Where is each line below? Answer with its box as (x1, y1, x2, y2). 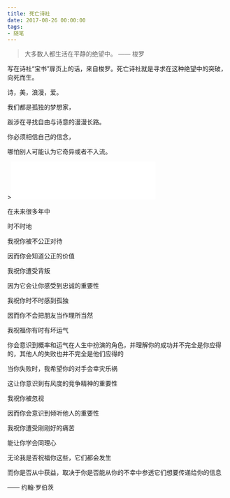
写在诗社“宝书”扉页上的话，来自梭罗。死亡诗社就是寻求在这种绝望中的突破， (7, 64, 227, 73)
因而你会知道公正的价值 (7, 252, 75, 261)
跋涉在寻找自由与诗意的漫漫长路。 (7, 118, 106, 126)
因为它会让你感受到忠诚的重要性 (7, 281, 99, 290)
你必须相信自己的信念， (7, 133, 75, 141)
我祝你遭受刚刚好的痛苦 (7, 424, 75, 432)
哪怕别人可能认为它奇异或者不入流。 (7, 147, 112, 156)
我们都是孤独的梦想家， (7, 103, 75, 112)
